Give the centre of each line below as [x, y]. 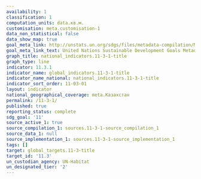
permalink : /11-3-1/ [32, 100]
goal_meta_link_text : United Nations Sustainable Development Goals [93, 51]
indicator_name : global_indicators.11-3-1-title [68, 73]
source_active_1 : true [34, 123]
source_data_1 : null [32, 134]
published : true [26, 106]
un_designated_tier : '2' [37, 167]
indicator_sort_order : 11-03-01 [46, 84]
